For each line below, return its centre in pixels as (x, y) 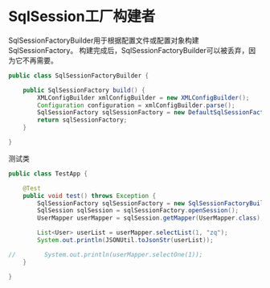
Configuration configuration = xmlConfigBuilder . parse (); (136, 105)
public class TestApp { (48, 174)
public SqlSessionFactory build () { (84, 90)
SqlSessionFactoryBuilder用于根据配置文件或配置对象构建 (104, 40)
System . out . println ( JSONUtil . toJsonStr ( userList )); (126, 241)
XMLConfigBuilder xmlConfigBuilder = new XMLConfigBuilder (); (143, 97)
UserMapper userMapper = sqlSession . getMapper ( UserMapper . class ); (151, 218)
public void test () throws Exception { (90, 195)
